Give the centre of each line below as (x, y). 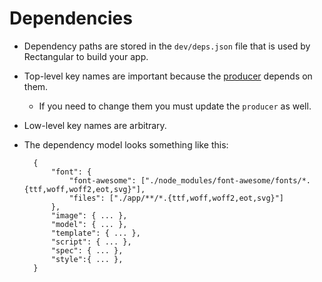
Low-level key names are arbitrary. (95, 125)
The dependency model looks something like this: (126, 144)
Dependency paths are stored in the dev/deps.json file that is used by (167, 46)
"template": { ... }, (95, 233)
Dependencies (71, 18)
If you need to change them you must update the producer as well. (175, 106)
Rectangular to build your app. (86, 56)
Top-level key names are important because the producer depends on (168, 76)
